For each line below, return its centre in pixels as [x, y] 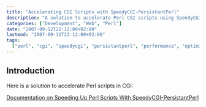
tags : [13, 40]
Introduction [31, 71]
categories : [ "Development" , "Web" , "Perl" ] [64, 23]
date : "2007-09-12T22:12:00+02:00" [52, 29]
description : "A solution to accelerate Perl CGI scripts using [90, 18]
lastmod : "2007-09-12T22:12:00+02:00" [56, 35]
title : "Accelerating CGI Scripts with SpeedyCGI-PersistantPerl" [93, 12]
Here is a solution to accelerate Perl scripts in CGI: [70, 86]
